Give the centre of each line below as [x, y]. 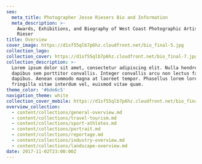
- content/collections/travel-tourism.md [64, 118]
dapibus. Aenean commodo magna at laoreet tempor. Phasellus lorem [98, 79]
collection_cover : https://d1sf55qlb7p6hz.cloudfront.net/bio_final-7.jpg [102, 56]
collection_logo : [28, 51]
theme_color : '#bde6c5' [36, 90]
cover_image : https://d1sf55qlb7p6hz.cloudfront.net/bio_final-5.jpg [95, 46]
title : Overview [26, 40]
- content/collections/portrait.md [56, 129]
